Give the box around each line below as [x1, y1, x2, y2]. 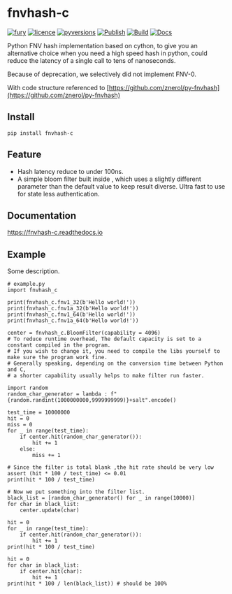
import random [7, 384, 49, 392]
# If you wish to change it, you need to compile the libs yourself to [7, 348, 220, 355]
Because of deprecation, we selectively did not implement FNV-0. [7, 70, 197, 78]
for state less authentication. [17, 189, 100, 198]
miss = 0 [7, 421, 33, 428]
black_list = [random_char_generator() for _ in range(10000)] [7, 495, 196, 502]
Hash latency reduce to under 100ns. [17, 167, 124, 175]
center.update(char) [20, 507, 80, 514]
